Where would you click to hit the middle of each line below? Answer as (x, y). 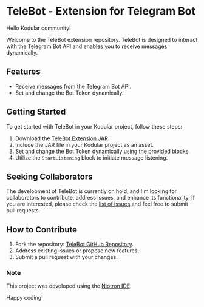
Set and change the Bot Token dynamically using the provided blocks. (102, 151)
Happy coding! (25, 298)
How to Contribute (42, 230)
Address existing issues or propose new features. (77, 251)
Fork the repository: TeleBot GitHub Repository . (74, 245)
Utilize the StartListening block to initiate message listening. (91, 157)
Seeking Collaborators (49, 176)
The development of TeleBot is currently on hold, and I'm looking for (92, 191)
